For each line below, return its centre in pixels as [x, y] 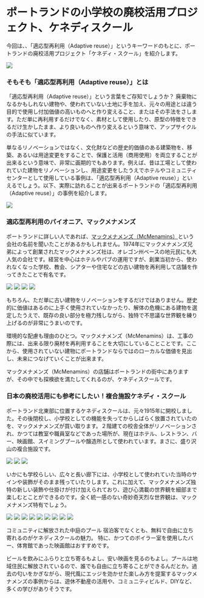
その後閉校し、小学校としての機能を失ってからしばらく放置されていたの [107, 418]
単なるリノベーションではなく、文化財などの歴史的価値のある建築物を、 [97, 147]
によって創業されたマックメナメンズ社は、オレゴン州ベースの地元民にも [101, 252]
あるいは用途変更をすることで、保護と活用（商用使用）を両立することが [107, 155]
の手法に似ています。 [33, 135]
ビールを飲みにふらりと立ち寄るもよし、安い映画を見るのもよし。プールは [99, 558]
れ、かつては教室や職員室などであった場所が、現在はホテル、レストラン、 [99, 434]
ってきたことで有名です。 [38, 274]
